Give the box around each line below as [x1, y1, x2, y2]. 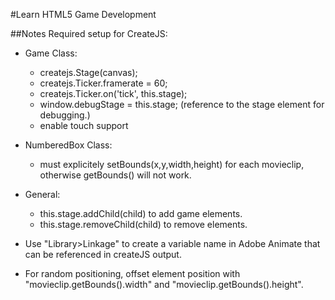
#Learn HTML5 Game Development [10, 9, 157, 20]
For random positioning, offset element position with [24, 268, 241, 279]
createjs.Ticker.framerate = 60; [39, 77, 168, 89]
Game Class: [24, 47, 78, 59]
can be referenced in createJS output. [24, 249, 182, 260]
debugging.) [39, 109, 91, 121]
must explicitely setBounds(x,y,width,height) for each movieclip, [39, 159, 305, 170]
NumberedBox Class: [24, 139, 113, 151]
